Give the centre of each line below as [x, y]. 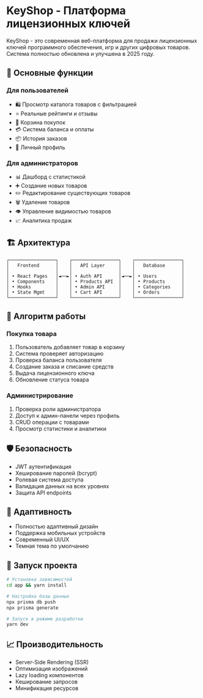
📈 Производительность [55, 644]
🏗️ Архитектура [38, 243]
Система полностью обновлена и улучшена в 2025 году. [80, 53]
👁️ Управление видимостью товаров [63, 211]
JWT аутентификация [43, 466]
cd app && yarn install [37, 585]
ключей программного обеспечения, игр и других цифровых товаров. [98, 47]
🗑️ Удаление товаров [42, 202]
